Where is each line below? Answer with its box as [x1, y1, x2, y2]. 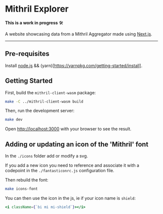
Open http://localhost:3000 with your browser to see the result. [5, 126, 132, 132]
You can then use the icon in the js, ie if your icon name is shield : [5, 196, 136, 201]
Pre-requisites [5, 50, 49, 58]
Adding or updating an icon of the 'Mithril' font [5, 140, 149, 148]
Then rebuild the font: [5, 177, 49, 183]
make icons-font [5, 186, 38, 192]
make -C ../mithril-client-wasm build [5, 99, 83, 104]
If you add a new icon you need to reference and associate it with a [5, 162, 140, 168]
